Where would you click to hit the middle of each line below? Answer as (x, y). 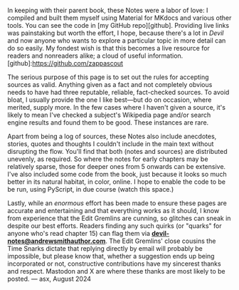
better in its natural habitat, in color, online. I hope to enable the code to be (117, 182)
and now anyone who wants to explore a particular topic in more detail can (117, 41)
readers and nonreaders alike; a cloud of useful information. (95, 56)
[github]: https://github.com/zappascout (65, 63)
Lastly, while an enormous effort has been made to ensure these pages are (117, 203)
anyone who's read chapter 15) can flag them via (79, 233)
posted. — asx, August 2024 (49, 279)
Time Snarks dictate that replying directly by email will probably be (105, 248)
